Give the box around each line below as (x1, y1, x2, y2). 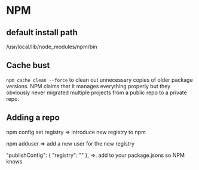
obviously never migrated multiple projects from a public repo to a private (6, 89, 187, 96)
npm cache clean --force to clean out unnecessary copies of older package (6, 76, 193, 84)
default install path (6, 27, 78, 38)
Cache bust (6, 60, 50, 70)
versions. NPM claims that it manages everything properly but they (6, 82, 171, 89)
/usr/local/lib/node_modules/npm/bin (6, 43, 97, 50)
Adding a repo (6, 113, 60, 123)
